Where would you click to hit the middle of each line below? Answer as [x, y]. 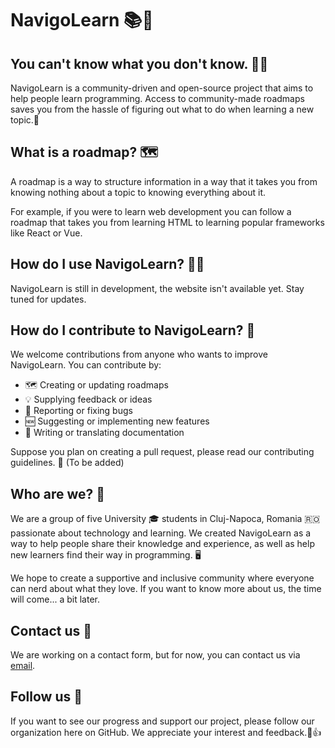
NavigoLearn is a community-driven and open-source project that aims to [162, 88]
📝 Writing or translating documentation [104, 433]
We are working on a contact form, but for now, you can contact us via [155, 655]
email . [23, 666]
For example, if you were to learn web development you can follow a [151, 211]
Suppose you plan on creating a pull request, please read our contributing [162, 452]
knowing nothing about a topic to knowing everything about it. [138, 192]
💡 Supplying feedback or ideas [88, 399]
